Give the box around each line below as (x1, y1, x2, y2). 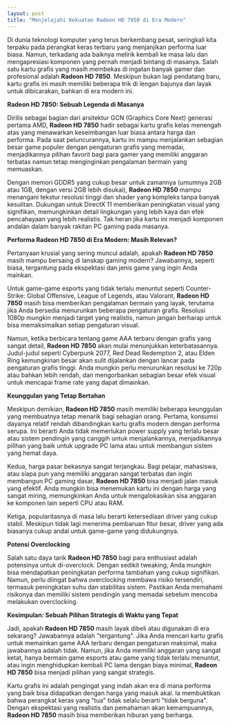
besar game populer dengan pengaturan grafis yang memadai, (7, 143, 185, 151)
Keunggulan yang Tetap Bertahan (7, 391, 105, 400)
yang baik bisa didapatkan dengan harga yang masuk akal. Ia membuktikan (7, 689, 220, 697)
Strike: (7, 291, 25, 300)
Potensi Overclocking (7, 540, 70, 548)
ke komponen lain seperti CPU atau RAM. (7, 498, 125, 507)
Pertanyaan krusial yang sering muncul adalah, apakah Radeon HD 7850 (7, 249, 213, 257)
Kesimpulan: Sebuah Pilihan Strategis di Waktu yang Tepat (7, 611, 179, 619)
